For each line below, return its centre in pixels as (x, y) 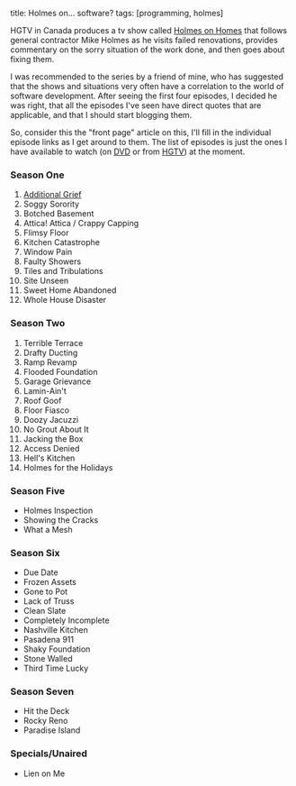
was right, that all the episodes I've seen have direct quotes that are (136, 105)
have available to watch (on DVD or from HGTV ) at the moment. (128, 151)
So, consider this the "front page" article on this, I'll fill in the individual (141, 133)
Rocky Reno (45, 721)
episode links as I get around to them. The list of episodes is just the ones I (148, 142)
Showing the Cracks (61, 520)
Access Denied (51, 448)
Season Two (38, 324)
